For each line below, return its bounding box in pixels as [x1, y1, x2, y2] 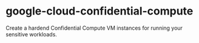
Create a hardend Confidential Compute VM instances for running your [5, 24, 183, 31]
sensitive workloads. [5, 30, 57, 38]
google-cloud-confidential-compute [5, 4, 194, 18]
